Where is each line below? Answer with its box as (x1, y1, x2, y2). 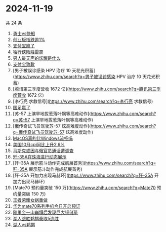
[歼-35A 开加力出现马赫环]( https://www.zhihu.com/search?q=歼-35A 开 (12, 172, 159, 178)
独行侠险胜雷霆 (12, 49, 43, 55)
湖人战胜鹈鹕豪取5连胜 (12, 215, 59, 221)
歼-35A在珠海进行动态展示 (12, 154, 67, 159)
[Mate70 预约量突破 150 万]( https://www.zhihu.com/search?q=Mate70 (12, 185, 156, 191)
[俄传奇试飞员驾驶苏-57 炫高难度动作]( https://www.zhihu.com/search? (12, 123, 156, 129)
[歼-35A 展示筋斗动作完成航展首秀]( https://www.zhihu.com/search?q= (12, 160, 156, 166)
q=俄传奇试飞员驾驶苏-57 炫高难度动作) (12, 129, 93, 135)
